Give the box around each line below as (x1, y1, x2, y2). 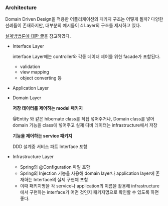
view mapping (20, 69, 49, 75)
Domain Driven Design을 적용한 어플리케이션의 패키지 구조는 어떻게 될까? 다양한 (5, 16, 163, 22)
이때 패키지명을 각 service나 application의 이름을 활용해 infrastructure (20, 183, 159, 189)
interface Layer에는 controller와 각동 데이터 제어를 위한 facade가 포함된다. (12, 53, 160, 59)
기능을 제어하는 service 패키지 (12, 133, 73, 139)
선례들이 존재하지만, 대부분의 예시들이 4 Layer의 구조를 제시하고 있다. (5, 22, 141, 29)
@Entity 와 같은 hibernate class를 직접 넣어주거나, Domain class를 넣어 (12, 116, 154, 122)
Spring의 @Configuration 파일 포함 (20, 164, 90, 170)
